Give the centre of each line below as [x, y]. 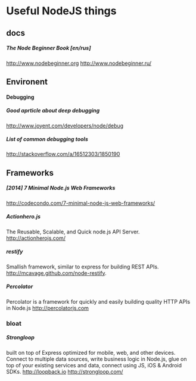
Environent [27, 82]
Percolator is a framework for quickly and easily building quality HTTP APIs [98, 301]
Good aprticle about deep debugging [53, 111]
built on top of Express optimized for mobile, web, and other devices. [91, 352]
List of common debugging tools [47, 139]
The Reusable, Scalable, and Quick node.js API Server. [73, 232]
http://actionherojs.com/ [36, 238]
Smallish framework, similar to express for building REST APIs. [83, 267]
